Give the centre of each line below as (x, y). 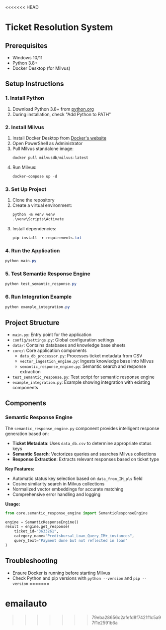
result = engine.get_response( (38, 527)
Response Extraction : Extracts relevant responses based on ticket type (85, 459)
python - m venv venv (34, 215)
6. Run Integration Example (39, 297)
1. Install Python (25, 98)
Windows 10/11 (27, 58)
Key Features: (20, 469)
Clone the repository (33, 200)
